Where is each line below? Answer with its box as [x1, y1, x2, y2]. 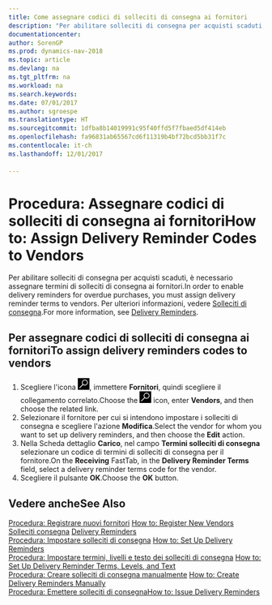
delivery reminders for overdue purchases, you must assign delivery [8, 290, 236, 300]
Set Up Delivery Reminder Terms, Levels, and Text [8, 561, 176, 571]
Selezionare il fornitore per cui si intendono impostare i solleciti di [19, 413, 239, 423]
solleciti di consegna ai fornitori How [8, 212, 257, 230]
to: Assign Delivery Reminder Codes [8, 229, 257, 247]
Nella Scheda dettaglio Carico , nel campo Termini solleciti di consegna [19, 439, 261, 448]
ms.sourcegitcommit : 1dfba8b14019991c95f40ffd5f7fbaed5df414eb [8, 124, 227, 133]
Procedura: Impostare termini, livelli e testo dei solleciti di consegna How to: [8, 552, 261, 563]
